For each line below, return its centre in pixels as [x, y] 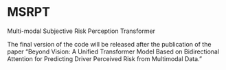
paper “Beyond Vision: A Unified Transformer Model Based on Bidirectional [113, 51]
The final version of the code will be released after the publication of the [109, 44]
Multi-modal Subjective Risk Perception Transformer [81, 31]
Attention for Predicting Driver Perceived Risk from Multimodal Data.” [105, 58]
